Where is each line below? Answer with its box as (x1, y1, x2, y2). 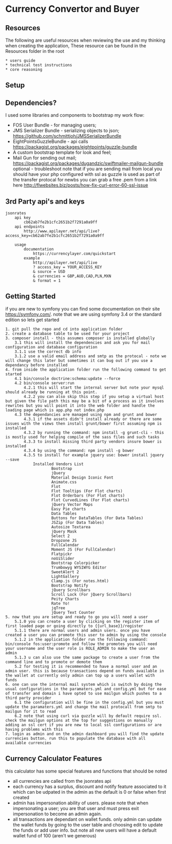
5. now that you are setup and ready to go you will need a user (5, 614, 148, 619)
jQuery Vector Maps (51, 502, 93, 507)
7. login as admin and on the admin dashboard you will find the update (5, 731, 164, 737)
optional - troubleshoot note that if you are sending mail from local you (12, 166, 163, 172)
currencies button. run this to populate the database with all (5, 736, 146, 741)
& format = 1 (32, 278, 61, 283)
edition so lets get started (5, 317, 60, 323)
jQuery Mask (51, 529, 77, 534)
